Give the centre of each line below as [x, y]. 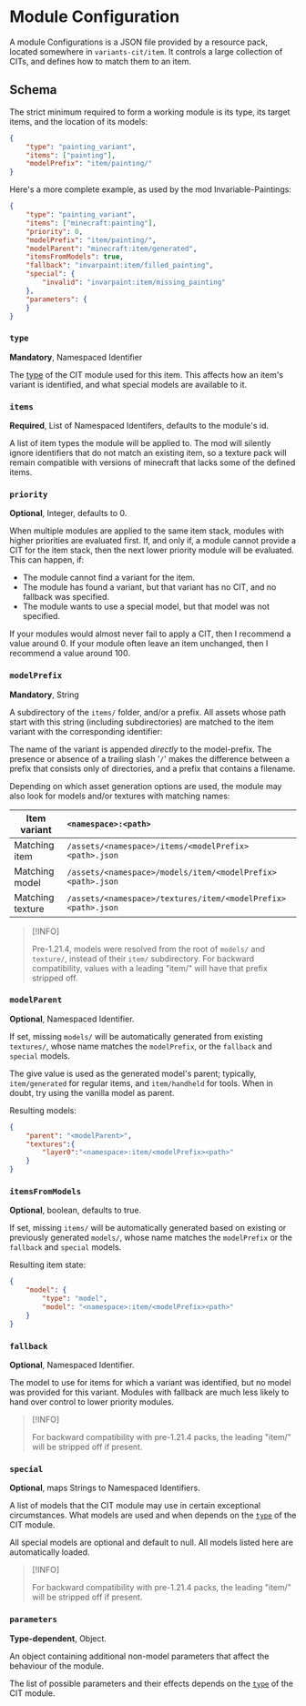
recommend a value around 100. [70, 654]
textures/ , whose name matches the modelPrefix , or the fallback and [141, 1046]
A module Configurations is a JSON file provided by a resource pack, [139, 42]
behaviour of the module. [57, 1665]
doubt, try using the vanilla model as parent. [92, 1092]
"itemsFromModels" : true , [75, 257]
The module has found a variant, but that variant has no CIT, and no [149, 587]
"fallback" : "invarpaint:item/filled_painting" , [120, 266]
